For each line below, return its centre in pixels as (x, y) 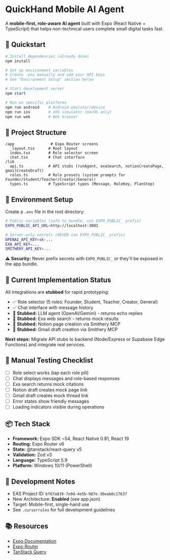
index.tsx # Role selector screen (54, 153)
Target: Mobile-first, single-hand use (51, 504)
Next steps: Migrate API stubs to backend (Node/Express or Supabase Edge (85, 339)
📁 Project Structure (36, 132)
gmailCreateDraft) (25, 171)
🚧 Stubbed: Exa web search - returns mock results (66, 319)
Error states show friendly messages (51, 402)
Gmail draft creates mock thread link (50, 395)
